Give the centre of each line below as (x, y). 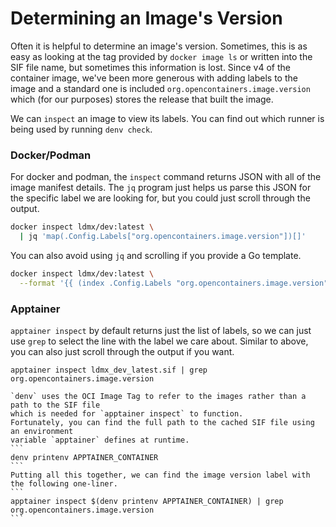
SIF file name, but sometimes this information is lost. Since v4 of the (150, 67)
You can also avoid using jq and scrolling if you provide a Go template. (156, 255)
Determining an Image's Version (146, 18)
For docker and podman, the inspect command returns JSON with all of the (166, 177)
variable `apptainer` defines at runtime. (100, 440)
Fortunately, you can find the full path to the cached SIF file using (162, 423)
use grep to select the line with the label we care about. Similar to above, (159, 341)
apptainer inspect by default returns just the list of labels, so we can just (161, 331)
